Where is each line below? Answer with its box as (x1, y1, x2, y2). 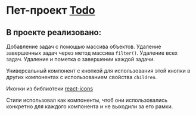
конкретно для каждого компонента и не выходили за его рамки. (6, 103, 173, 110)
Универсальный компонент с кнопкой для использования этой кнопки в (6, 67, 191, 74)
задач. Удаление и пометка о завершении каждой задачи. (6, 56, 155, 62)
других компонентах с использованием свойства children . (6, 74, 157, 80)
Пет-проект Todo (6, 4, 95, 17)
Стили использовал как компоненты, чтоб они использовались (6, 96, 168, 104)
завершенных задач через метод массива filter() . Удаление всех (6, 49, 178, 57)
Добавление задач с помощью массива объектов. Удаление (6, 43, 161, 50)
